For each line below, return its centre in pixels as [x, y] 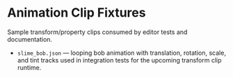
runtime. [29, 67]
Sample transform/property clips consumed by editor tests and [97, 32]
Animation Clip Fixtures [77, 13]
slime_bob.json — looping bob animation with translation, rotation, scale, [121, 53]
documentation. [30, 39]
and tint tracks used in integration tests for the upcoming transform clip [119, 60]
